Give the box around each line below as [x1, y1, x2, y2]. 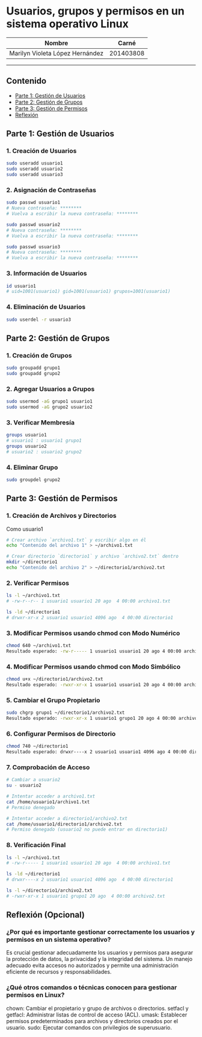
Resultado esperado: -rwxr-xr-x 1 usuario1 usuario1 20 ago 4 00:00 [6, 681, 182, 688]
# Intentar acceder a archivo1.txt [6, 793, 96, 799]
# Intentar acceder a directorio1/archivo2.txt [6, 815, 128, 821]
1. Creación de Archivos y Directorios [6, 511, 117, 520]
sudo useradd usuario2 [6, 166, 63, 172]
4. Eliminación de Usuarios [6, 303, 86, 311]
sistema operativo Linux [6, 17, 129, 31]
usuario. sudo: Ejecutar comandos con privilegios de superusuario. [6, 1024, 173, 1031]
